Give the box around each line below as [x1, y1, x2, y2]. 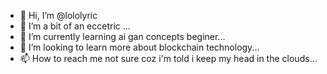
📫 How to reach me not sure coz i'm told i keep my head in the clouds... [19, 53, 318, 64]
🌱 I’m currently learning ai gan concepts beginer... [19, 31, 226, 42]
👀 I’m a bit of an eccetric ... [19, 20, 131, 32]
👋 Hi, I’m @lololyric [19, 10, 98, 21]
